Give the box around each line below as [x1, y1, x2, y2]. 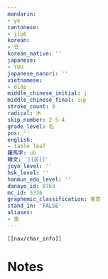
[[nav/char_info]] [7, 235, 62, 242]
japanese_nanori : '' [7, 70, 69, 77]
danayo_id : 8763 [7, 182, 55, 189]
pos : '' [7, 130, 31, 137]
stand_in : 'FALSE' [7, 202, 62, 210]
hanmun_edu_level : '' [7, 176, 72, 183]
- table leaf [7, 143, 46, 150]
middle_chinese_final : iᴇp [7, 97, 87, 104]
